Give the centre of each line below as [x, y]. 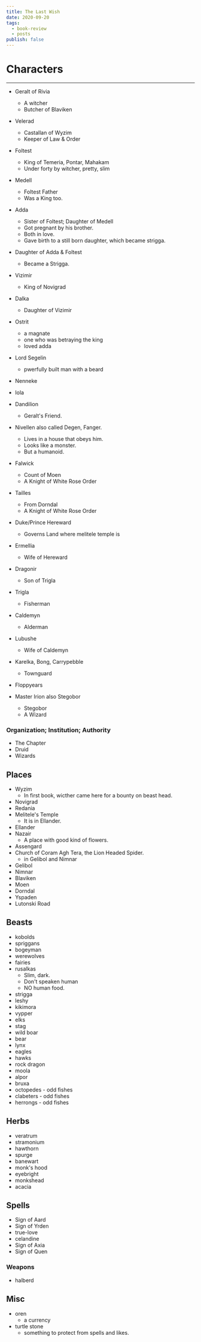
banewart [27, 1161]
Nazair [23, 834]
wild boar [26, 1032]
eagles [23, 1051]
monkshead [29, 1180]
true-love [26, 1232]
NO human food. [44, 988]
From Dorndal [41, 504]
